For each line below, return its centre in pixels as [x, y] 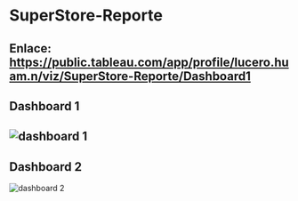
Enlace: [30, 48]
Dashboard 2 [46, 167]
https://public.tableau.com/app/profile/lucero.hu [149, 62]
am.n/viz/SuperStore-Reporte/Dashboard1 [130, 76]
